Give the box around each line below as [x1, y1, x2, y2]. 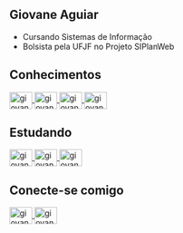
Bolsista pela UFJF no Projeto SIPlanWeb [22, 41, 175, 52]
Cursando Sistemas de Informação [22, 31, 152, 42]
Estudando [9, 125, 72, 141]
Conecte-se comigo [9, 182, 124, 198]
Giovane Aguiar [9, 7, 100, 23]
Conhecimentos [9, 67, 101, 83]
